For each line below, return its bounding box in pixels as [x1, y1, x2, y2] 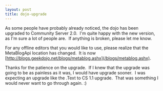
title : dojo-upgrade [5, 12, 47, 17]
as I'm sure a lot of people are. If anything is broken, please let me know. [5, 35, 152, 41]
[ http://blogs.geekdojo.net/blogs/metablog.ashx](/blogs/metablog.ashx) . [5, 55, 151, 61]
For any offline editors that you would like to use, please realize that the [5, 45, 149, 51]
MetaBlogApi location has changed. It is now [5, 50, 96, 56]
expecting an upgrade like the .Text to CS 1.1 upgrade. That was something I [5, 75, 159, 81]
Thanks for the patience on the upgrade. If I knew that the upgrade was [5, 64, 150, 71]
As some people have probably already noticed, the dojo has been [5, 25, 139, 31]
